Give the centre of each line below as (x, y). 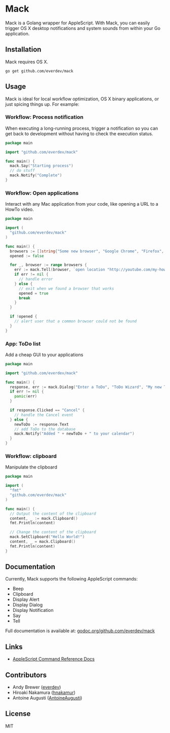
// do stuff (23, 171)
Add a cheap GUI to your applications (44, 355)
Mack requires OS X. (27, 62)
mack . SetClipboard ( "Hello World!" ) (47, 537)
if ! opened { (24, 317)
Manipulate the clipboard (31, 467)
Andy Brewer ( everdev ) (37, 687)
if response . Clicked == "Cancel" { (47, 410)
